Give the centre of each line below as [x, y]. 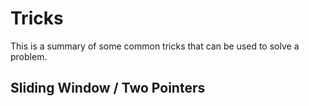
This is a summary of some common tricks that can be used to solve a [155, 46]
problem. [29, 56]
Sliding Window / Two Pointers [108, 88]
